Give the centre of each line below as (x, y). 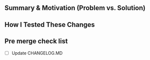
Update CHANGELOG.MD (37, 53)
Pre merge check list (36, 41)
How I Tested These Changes (50, 25)
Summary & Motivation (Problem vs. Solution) (75, 8)
